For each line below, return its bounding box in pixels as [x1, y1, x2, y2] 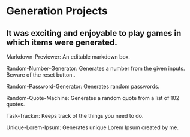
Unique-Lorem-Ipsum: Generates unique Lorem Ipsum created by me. [6, 124, 179, 131]
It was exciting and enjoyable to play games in [6, 28, 182, 38]
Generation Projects [6, 4, 108, 18]
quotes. [6, 101, 25, 108]
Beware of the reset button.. [6, 71, 76, 78]
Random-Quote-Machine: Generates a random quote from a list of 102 [6, 95, 180, 101]
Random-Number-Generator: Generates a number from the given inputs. [6, 65, 185, 72]
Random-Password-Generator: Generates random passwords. [6, 83, 160, 90]
